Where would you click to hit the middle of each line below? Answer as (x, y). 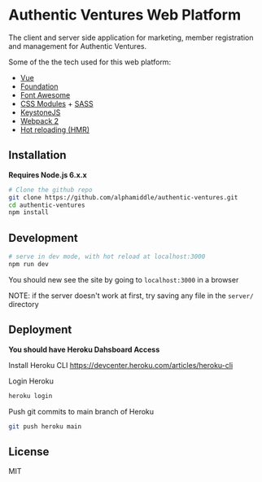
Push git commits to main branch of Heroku (81, 411)
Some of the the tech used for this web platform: (90, 62)
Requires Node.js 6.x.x (48, 175)
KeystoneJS (40, 112)
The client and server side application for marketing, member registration (131, 37)
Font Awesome (45, 94)
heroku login (31, 396)
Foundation (39, 86)
